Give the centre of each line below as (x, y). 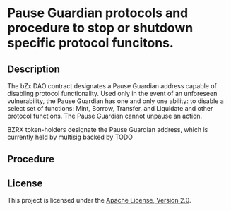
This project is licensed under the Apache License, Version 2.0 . (99, 200)
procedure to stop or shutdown (100, 28)
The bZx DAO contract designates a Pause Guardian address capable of (112, 86)
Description (34, 69)
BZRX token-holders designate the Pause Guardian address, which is (108, 129)
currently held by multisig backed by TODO (70, 137)
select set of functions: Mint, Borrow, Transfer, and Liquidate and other (110, 108)
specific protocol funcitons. (91, 43)
